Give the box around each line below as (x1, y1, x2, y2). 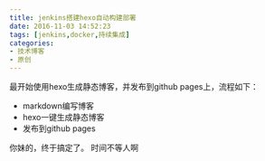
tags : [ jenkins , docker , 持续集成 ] (9, 30, 130, 39)
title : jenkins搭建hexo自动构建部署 (9, 13, 137, 23)
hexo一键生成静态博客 (22, 112, 105, 122)
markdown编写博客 (22, 100, 95, 111)
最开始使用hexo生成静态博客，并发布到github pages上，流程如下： (9, 81, 260, 91)
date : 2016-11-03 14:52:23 (9, 22, 111, 31)
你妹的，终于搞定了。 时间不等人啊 (9, 142, 138, 153)
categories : (9, 38, 54, 48)
